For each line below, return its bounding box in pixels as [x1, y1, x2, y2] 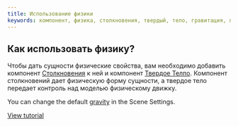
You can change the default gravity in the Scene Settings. [7, 98, 176, 106]
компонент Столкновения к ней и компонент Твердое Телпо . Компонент [7, 69, 228, 77]
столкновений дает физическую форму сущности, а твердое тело [7, 77, 208, 85]
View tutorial [7, 111, 45, 120]
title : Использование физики [7, 10, 93, 18]
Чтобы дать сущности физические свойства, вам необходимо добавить [7, 61, 226, 70]
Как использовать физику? [7, 43, 135, 55]
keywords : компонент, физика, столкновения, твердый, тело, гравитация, [7, 17, 227, 24]
